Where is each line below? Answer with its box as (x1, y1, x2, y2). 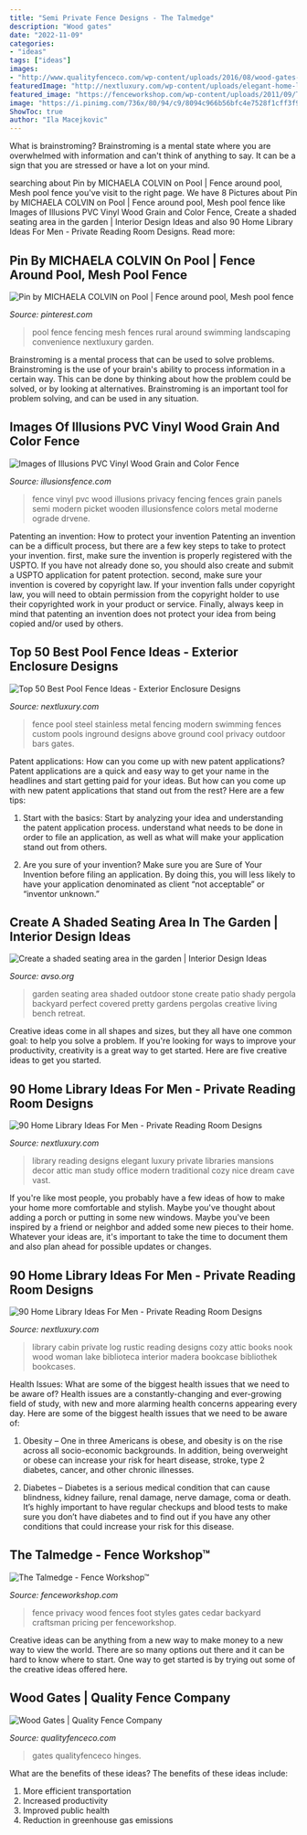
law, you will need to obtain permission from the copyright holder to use (9, 589, 281, 600)
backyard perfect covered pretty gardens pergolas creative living (31, 998, 278, 1009)
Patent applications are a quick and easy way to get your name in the (9, 765, 270, 776)
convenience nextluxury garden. (31, 336, 154, 347)
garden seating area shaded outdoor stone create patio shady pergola (31, 988, 297, 999)
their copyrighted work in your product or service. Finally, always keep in (9, 598, 284, 609)
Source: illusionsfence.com (9, 475, 111, 486)
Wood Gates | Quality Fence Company (9, 1691, 231, 1706)
